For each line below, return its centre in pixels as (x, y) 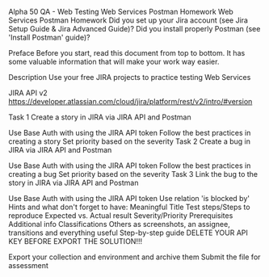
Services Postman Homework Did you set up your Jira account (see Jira (128, 20)
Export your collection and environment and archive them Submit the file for (134, 257)
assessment (28, 265)
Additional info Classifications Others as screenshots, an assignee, (119, 224)
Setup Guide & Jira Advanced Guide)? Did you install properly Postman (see (134, 29)
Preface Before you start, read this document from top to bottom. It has (127, 53)
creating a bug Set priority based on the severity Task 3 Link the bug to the (133, 174)
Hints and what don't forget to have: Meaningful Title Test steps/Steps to (129, 207)
